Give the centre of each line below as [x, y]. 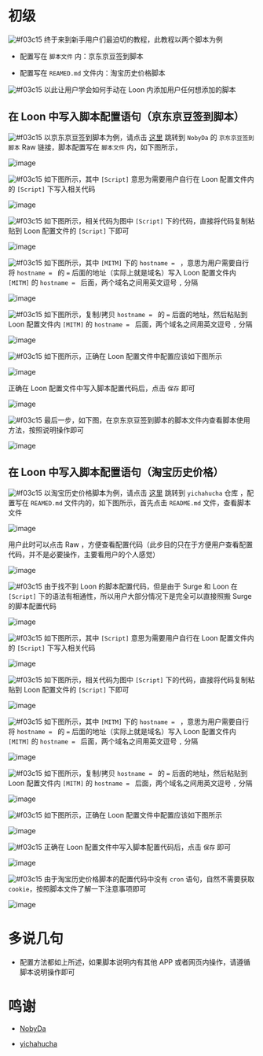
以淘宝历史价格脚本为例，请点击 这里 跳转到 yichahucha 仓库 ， [146, 493]
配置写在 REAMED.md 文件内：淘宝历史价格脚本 [93, 72]
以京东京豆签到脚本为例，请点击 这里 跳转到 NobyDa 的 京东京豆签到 [149, 137]
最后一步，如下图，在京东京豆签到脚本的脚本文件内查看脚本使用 [147, 420]
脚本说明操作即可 [47, 972]
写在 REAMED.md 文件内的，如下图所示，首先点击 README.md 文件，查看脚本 [133, 502]
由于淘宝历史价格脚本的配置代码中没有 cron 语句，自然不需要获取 [150, 879]
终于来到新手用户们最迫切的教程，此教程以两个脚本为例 [133, 39]
